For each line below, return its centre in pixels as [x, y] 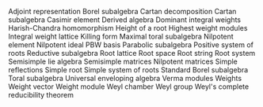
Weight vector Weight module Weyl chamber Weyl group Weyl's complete [129, 87]
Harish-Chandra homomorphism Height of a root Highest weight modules [128, 28]
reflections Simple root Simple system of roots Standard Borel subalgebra [128, 70]
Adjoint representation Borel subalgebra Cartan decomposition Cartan [122, 11]
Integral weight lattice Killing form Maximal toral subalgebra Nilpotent [121, 36]
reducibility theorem [41, 95]
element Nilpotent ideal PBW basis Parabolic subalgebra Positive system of [131, 45]
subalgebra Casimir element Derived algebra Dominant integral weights [125, 20]
